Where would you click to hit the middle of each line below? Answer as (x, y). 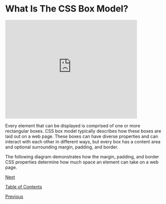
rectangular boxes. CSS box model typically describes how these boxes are (83, 131)
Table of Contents (24, 186)
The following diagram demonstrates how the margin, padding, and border (82, 156)
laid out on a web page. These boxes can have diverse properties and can (82, 136)
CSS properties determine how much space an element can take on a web (82, 162)
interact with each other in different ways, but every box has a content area (83, 141)
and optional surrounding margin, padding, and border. (62, 147)
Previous (14, 196)
